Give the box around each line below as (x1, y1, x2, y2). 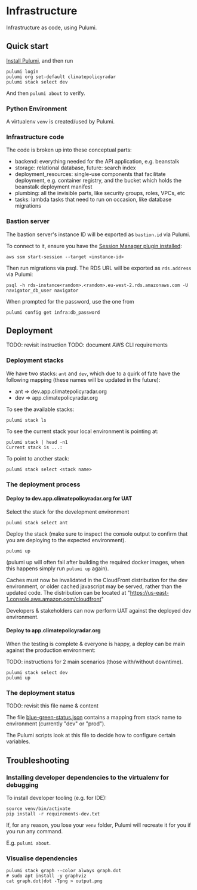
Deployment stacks (6, 356, 64, 364)
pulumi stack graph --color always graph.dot (6, 868, 121, 874)
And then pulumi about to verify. (6, 89, 85, 97)
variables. (6, 738, 30, 745)
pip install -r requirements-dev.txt (6, 811, 100, 817)
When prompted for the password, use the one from (6, 298, 134, 305)
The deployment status (6, 689, 75, 697)
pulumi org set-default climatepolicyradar (6, 73, 116, 80)
